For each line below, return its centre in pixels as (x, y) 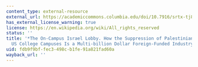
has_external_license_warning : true (51, 22)
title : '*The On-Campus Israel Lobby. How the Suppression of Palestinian (100, 38)
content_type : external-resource (47, 11)
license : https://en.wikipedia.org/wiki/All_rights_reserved (83, 28)
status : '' (19, 33)
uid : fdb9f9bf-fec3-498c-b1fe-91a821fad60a (60, 50)
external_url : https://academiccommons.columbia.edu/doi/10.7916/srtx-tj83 (101, 17)
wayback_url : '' (26, 55)
